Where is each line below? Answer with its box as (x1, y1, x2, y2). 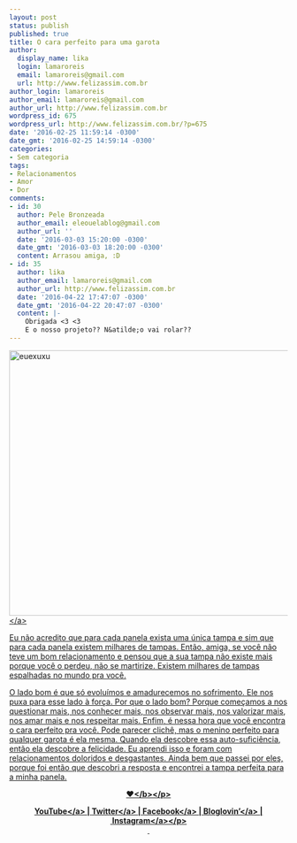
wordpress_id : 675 (9, 111, 77, 120)
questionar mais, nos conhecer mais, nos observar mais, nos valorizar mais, (9, 705, 286, 717)
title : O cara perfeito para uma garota (9, 37, 161, 47)
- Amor (9, 178, 34, 187)
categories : (9, 144, 53, 153)
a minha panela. (9, 771, 68, 782)
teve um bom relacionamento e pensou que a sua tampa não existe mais (9, 651, 273, 662)
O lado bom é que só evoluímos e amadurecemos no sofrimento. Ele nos (9, 686, 274, 697)
